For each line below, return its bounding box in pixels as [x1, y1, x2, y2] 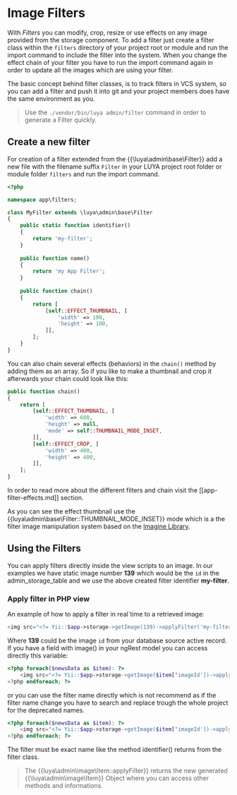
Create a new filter [7, 136, 90, 148]
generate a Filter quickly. [24, 115, 97, 124]
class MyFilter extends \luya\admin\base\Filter [7, 209, 153, 216]
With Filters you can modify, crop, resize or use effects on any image [7, 28, 207, 37]
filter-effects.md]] [7, 494, 59, 502]
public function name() [20, 255, 90, 262]
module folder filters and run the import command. [7, 169, 160, 178]
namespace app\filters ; [7, 196, 78, 203]
